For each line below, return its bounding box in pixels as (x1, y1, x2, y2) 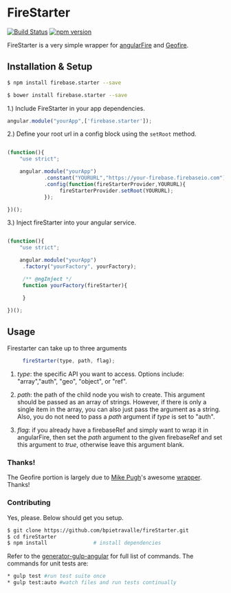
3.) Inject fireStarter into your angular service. (7, 218, 136, 227)
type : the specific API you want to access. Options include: (16, 370, 184, 378)
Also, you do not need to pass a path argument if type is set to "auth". (16, 413, 215, 421)
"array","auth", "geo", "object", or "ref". (16, 377, 127, 386)
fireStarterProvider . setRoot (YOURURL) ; (59, 187, 174, 194)
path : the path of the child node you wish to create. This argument (16, 391, 205, 399)
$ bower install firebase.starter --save (7, 92, 128, 98)
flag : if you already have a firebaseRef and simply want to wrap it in (16, 426, 208, 435)
